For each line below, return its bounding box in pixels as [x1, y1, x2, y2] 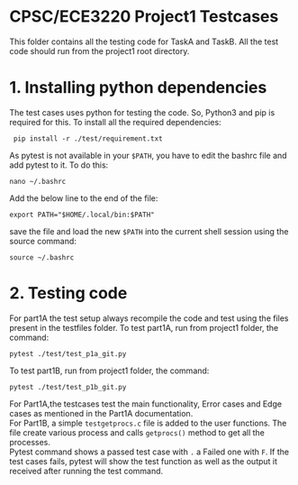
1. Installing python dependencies [9, 78, 267, 98]
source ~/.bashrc [9, 252, 75, 262]
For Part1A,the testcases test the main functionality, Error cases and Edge [9, 398, 282, 409]
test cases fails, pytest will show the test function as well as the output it [9, 455, 277, 466]
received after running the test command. [9, 465, 164, 476]
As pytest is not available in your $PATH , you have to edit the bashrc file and [9, 150, 287, 160]
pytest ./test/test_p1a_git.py [9, 349, 127, 358]
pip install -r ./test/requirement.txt [13, 133, 164, 143]
